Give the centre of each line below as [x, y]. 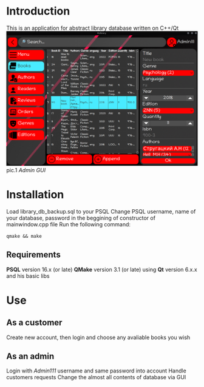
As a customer [34, 323]
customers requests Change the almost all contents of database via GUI [96, 377]
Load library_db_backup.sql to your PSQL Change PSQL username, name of [101, 211]
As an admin [30, 356]
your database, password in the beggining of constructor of [81, 218]
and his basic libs [28, 276]
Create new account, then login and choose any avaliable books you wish [98, 337]
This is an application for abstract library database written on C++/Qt [93, 28]
